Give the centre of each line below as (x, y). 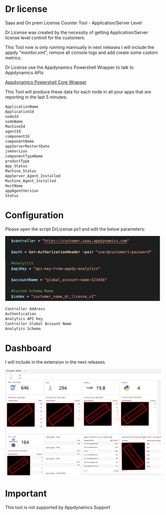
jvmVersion (16, 151)
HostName (14, 186)
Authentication (21, 314)
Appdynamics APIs (24, 72)
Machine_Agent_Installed (31, 181)
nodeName (14, 121)
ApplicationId (20, 112)
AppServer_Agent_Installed (33, 176)
